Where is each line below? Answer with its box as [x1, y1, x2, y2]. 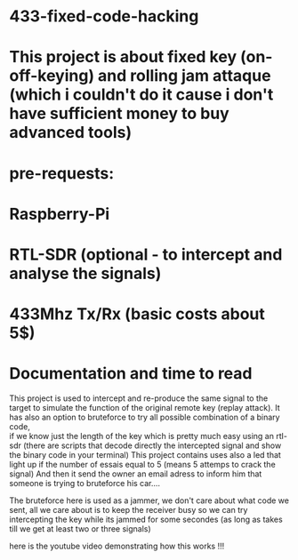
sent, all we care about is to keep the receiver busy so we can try [9, 505, 248, 516]
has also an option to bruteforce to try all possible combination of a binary [9, 412, 280, 423]
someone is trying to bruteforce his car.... [9, 478, 161, 489]
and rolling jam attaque [97, 66, 271, 86]
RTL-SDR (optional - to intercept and [9, 244, 283, 264]
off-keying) [9, 66, 95, 86]
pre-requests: [9, 163, 115, 183]
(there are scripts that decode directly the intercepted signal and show [23, 440, 282, 451]
